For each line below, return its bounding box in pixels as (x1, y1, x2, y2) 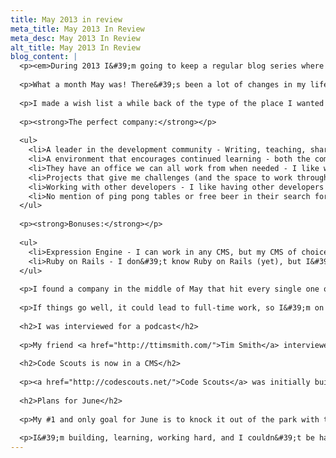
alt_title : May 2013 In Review (10, 42, 141, 53)
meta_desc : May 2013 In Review (10, 33, 141, 43)
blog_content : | (10, 52, 78, 62)
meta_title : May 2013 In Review (10, 24, 145, 34)
